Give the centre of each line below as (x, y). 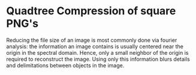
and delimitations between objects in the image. (65, 65)
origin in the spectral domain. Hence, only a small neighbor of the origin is (97, 52)
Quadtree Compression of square (91, 11)
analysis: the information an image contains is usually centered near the (95, 46)
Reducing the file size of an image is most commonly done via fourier (92, 40)
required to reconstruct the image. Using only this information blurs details (98, 59)
